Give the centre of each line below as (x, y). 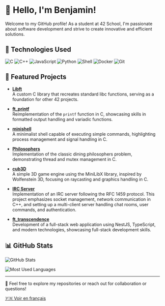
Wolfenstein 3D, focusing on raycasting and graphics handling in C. (80, 179)
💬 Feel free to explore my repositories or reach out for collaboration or (76, 284)
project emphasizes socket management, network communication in (81, 199)
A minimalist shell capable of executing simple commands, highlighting (84, 134)
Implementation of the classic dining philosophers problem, (72, 154)
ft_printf (21, 109)
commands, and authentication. (44, 210)
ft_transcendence (31, 219)
